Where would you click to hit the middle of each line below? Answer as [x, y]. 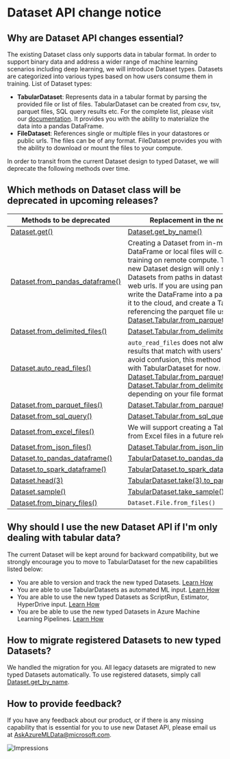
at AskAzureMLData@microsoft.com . [59, 735]
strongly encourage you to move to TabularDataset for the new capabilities [113, 561]
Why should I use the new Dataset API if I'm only [112, 527]
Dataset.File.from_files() [171, 503]
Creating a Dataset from [166, 243]
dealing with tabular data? [64, 538]
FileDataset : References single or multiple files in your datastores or [113, 133]
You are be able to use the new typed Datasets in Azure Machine [108, 611]
